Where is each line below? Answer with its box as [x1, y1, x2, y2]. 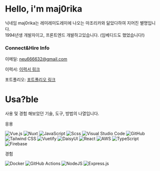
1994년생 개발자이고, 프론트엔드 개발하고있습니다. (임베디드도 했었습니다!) [5, 32, 145, 38]
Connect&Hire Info [5, 45, 50, 51]
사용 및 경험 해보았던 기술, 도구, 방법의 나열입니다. [5, 110, 99, 117]
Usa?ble [5, 94, 39, 105]
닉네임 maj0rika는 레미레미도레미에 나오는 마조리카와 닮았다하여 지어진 [5, 20, 139, 26]
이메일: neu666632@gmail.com [5, 56, 67, 62]
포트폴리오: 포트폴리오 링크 [5, 77, 56, 83]
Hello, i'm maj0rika [5, 3, 82, 15]
